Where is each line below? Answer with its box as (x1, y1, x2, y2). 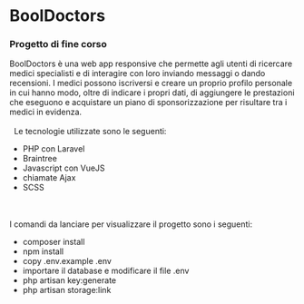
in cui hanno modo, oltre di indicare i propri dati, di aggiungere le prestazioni (9, 87, 295, 98)
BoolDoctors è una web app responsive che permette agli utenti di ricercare (9, 58, 293, 69)
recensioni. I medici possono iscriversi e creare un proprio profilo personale (9, 78, 293, 89)
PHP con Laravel (22, 143, 85, 154)
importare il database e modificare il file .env (22, 265, 190, 277)
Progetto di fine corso (9, 38, 107, 51)
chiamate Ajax (22, 172, 76, 183)
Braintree (22, 153, 57, 164)
